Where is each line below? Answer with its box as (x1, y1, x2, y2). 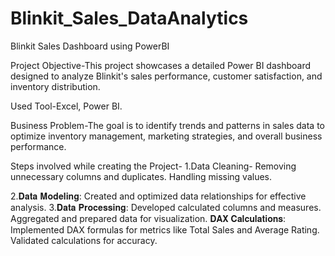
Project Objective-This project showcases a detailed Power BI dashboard (10, 59, 312, 71)
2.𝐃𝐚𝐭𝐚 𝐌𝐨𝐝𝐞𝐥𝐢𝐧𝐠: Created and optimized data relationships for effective (10, 190, 307, 202)
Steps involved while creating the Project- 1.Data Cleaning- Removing (10, 160, 297, 172)
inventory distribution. (10, 80, 101, 92)
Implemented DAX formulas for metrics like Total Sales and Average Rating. (10, 223, 320, 236)
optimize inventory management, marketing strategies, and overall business (10, 130, 323, 142)
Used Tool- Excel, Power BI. (10, 100, 123, 112)
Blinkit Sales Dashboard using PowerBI (10, 40, 170, 52)
